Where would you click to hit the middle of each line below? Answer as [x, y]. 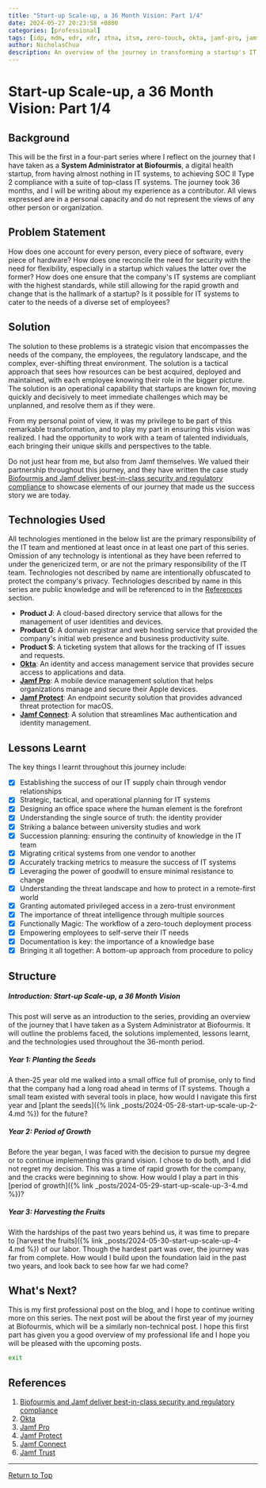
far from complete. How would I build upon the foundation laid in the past [127, 1257]
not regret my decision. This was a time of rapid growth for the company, [127, 1168]
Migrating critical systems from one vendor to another [108, 853]
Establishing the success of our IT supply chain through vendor [123, 782]
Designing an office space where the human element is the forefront [131, 809]
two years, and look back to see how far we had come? [98, 1266]
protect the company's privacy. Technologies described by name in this [125, 581]
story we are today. [40, 495]
